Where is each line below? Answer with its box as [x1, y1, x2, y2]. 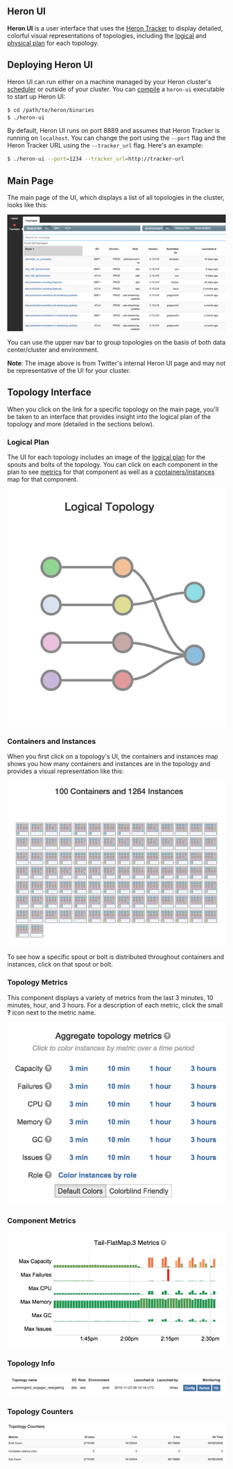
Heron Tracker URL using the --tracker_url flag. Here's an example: [7, 141, 203, 150]
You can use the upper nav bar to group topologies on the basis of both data [7, 338, 226, 347]
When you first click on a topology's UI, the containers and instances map [7, 752, 218, 761]
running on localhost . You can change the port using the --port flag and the [7, 134, 226, 142]
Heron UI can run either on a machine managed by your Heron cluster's [7, 77, 212, 86]
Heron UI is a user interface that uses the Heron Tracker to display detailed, [7, 24, 223, 32]
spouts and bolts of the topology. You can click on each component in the [7, 460, 218, 468]
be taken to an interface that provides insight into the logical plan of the [7, 412, 212, 420]
